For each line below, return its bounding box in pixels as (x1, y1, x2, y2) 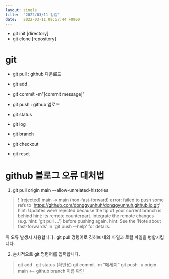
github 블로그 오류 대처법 (5, 170, 105, 181)
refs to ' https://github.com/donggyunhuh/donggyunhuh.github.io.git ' (17, 202, 160, 208)
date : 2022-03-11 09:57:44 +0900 (5, 17, 80, 22)
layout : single (5, 7, 37, 13)
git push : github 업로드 (12, 102, 60, 108)
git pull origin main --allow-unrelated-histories (12, 187, 109, 193)
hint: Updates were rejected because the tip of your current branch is (17, 208, 162, 214)
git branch (12, 131, 34, 137)
